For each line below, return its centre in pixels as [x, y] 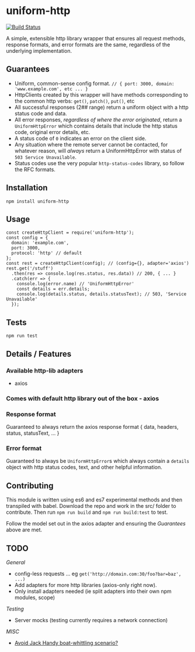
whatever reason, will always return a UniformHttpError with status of [98, 151]
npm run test [22, 336]
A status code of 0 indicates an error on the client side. [80, 138]
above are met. [24, 530]
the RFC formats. [35, 169]
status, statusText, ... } [33, 433]
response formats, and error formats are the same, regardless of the [88, 45]
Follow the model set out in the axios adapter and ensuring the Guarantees [96, 524]
